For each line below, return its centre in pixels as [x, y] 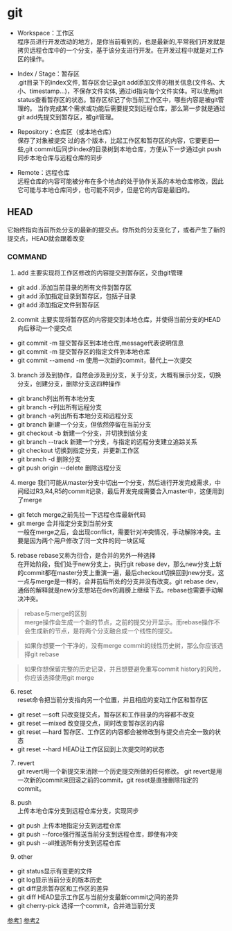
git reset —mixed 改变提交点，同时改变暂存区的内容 [91, 724]
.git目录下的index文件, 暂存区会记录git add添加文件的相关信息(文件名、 [118, 82]
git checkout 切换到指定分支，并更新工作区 [78, 451]
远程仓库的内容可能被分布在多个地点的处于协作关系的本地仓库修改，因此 [120, 181]
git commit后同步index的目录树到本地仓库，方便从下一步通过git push [123, 149]
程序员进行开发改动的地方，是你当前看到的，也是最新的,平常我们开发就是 [121, 41]
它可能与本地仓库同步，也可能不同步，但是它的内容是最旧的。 [105, 189]
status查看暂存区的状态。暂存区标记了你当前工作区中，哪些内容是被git [117, 99]
